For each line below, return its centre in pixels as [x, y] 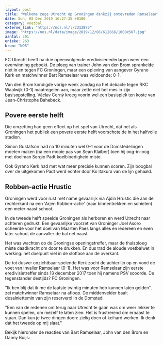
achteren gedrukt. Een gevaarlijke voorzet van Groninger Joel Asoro [73, 224]
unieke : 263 [17, 41]
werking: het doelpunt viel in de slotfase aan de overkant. [62, 254]
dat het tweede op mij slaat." [33, 323]
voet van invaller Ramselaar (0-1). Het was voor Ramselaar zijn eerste [74, 268]
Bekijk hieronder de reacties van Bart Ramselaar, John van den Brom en [77, 332]
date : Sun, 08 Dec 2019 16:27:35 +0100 [45, 18]
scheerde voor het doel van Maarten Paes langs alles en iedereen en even [79, 228]
